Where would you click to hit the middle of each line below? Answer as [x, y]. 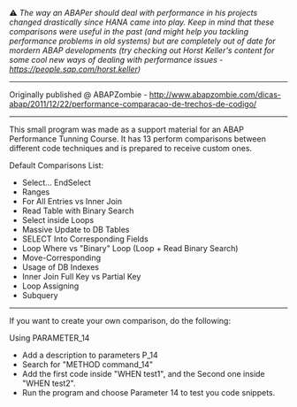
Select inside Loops [58, 220]
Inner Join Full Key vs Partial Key [81, 276]
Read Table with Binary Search [78, 211]
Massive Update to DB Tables [76, 230]
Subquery [40, 295]
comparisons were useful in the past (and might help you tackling [129, 31]
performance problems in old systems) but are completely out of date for [142, 41]
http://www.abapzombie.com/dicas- [215, 95]
